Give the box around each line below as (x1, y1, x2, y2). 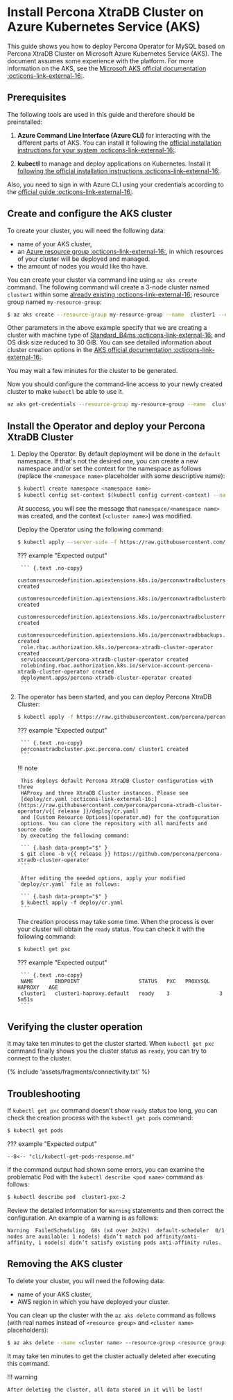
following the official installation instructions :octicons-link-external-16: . (17, 166, 222, 175)
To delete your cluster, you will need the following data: (7, 1276, 165, 1284)
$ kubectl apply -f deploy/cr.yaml (20, 899, 123, 906)
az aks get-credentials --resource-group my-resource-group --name (7, 401, 207, 408)
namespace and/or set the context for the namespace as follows (17, 464, 202, 473)
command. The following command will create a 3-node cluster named (7, 283, 209, 291)
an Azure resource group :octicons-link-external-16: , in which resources (17, 247, 224, 255)
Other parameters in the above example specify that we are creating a (7, 324, 207, 332)
